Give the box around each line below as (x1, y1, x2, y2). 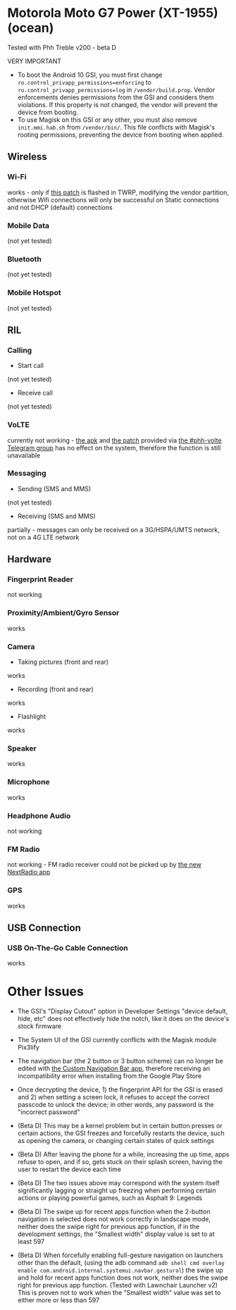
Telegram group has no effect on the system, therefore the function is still (7, 443, 221, 452)
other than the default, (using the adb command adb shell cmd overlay (17, 1259, 225, 1267)
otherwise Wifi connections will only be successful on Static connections (7, 195, 220, 204)
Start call (17, 362, 44, 370)
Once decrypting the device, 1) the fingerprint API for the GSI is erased (17, 1085, 223, 1094)
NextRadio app (7, 868, 51, 877)
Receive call (17, 389, 53, 397)
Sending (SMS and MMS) (17, 484, 92, 493)
